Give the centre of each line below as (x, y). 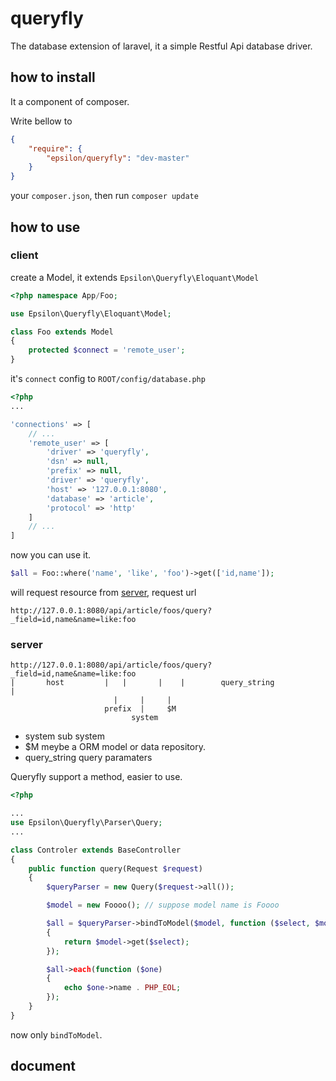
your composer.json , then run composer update (104, 196)
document (43, 1066)
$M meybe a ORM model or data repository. (115, 747)
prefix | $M (140, 709)
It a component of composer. (70, 101)
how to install (53, 77)
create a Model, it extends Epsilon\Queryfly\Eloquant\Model (135, 277)
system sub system (64, 736)
